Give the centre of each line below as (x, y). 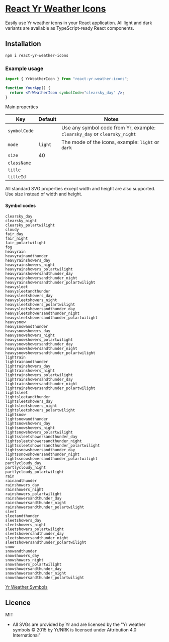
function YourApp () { (28, 88)
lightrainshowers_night (30, 371)
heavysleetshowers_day (29, 296)
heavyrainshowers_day (28, 260)
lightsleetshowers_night (31, 406)
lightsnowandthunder (27, 419)
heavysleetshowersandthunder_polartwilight (52, 318)
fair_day (14, 234)
